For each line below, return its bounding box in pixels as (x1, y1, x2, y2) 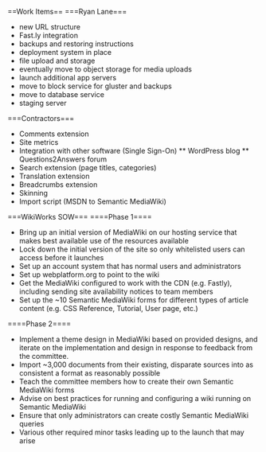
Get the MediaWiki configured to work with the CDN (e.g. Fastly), (18, 279, 233, 287)
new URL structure (18, 22, 81, 31)
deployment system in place (18, 48, 112, 56)
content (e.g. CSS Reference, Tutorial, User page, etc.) (18, 304, 198, 313)
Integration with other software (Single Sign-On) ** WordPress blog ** (18, 146, 250, 155)
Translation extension (18, 171, 90, 181)
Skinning (18, 189, 49, 197)
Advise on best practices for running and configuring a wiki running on (18, 394, 252, 403)
